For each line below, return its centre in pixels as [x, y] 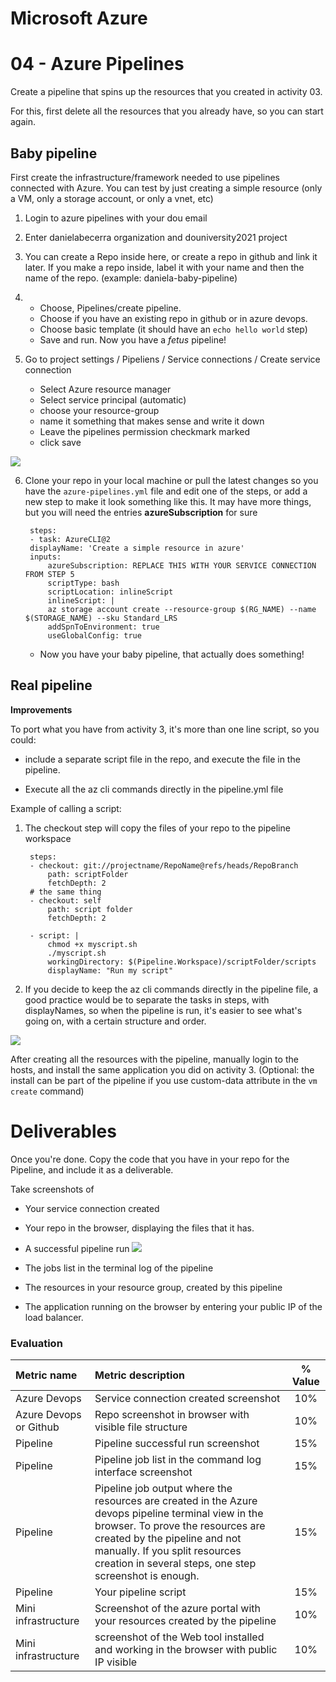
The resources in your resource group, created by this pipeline [153, 1287]
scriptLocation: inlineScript [110, 592]
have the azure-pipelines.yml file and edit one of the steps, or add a [166, 491]
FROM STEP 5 [49, 574]
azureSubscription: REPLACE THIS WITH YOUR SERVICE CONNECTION [182, 565]
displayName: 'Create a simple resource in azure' [137, 548]
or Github [37, 1427]
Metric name [46, 1375]
